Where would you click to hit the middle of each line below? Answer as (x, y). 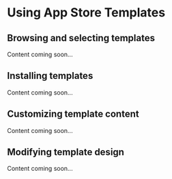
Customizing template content (73, 114)
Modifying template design (66, 152)
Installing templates (50, 76)
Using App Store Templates (86, 13)
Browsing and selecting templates (81, 38)
